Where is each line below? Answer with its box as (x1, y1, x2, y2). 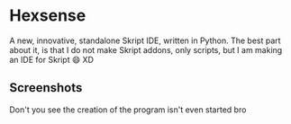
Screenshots (9, 80, 83, 95)
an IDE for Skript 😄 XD (9, 54, 95, 65)
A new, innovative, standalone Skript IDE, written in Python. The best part (9, 35, 281, 46)
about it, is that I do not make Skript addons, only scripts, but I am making (9, 44, 283, 55)
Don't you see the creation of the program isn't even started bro (9, 104, 247, 115)
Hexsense (9, 5, 86, 26)
